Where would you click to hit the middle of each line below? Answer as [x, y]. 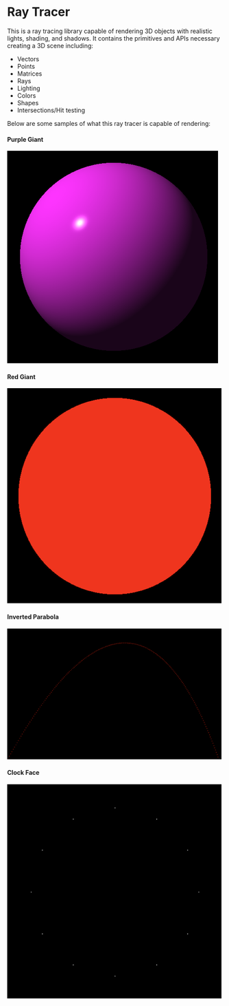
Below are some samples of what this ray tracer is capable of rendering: [109, 123]
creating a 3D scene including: [50, 45]
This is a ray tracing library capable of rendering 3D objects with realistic [110, 31]
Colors [26, 95]
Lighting [28, 88]
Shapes [28, 103]
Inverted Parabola [33, 617]
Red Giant [21, 376]
